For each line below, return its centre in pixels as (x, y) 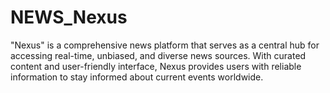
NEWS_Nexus (69, 17)
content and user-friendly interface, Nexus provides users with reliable (156, 66)
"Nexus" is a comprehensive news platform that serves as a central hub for (165, 45)
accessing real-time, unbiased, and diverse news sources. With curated (158, 55)
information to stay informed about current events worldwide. (137, 77)
